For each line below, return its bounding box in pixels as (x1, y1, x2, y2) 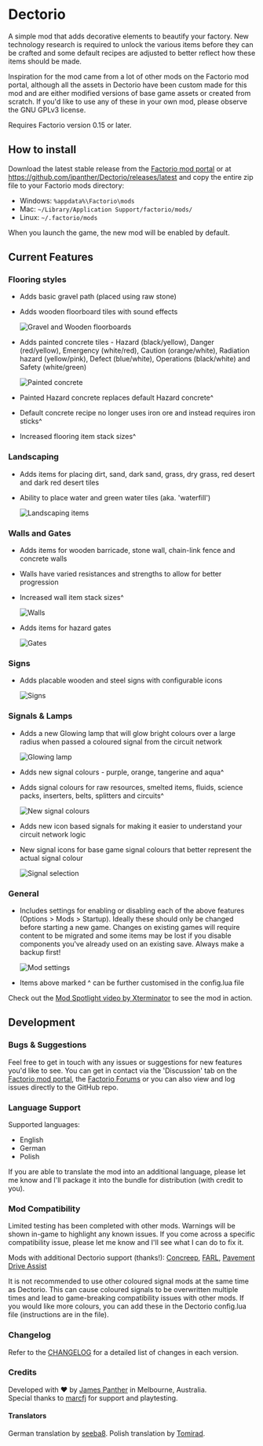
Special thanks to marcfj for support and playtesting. (8, 1393, 178, 1403)
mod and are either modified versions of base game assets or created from (8, 88, 251, 97)
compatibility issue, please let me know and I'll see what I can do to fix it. (8, 1238, 244, 1247)
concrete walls (19, 554, 68, 563)
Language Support (8, 1102, 81, 1113)
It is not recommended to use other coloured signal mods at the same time (8, 1276, 250, 1286)
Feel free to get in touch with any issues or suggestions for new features (8, 1057, 243, 1067)
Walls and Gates (8, 528, 71, 539)
